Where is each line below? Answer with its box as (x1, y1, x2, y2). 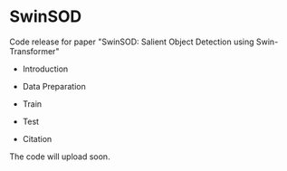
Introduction (22, 63, 69, 74)
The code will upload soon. (9, 151, 110, 162)
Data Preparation (22, 81, 86, 91)
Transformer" (9, 45, 60, 56)
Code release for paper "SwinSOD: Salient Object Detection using (9, 36, 255, 47)
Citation (22, 133, 53, 144)
